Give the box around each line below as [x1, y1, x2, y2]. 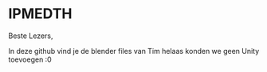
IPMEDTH [8, 5, 73, 23]
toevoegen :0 [8, 55, 52, 64]
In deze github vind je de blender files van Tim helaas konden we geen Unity [8, 46, 260, 55]
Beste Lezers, [8, 31, 53, 40]
